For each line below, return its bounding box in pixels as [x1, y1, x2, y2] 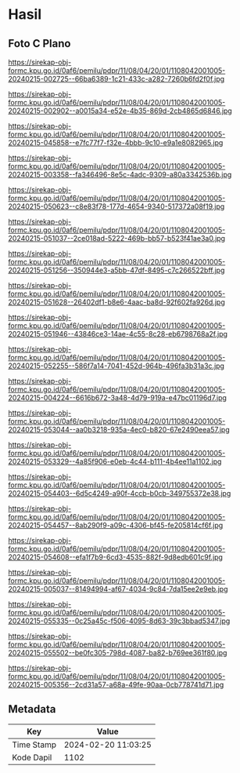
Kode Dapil [12, 752, 52, 763]
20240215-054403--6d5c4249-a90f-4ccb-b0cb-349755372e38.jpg [8, 489, 231, 498]
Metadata [8, 702, 56, 716]
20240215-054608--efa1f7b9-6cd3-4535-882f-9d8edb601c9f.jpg [8, 552, 223, 562]
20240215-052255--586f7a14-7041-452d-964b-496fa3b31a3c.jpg [8, 361, 225, 370]
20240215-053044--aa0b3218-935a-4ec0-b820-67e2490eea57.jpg [8, 425, 231, 434]
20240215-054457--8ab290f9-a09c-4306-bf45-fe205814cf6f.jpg [8, 520, 224, 530]
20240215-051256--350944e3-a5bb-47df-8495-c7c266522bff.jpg [8, 265, 225, 275]
